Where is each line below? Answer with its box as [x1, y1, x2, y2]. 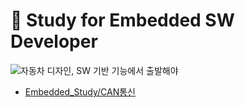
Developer [10, 30, 98, 53]
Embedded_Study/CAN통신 [24, 85, 136, 98]
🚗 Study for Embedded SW [10, 9, 235, 32]
